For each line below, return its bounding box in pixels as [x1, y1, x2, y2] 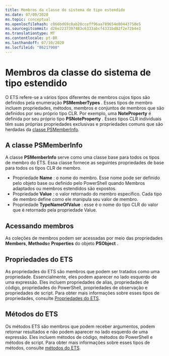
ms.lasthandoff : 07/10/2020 [5, 40, 65, 45]
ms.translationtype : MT [5, 31, 55, 36]
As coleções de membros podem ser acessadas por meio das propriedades [5, 235, 163, 241]
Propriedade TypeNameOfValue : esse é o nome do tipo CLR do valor [12, 201, 158, 208]
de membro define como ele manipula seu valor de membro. [12, 196, 139, 202]
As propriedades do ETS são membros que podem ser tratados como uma [5, 269, 160, 274]
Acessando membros [5, 222, 74, 230]
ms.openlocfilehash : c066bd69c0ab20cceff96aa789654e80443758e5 [5, 21, 141, 27]
